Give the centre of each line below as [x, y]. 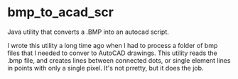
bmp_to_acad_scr [60, 12]
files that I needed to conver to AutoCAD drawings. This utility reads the [113, 53]
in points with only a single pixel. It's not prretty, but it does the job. [106, 68]
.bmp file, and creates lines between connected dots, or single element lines [119, 60]
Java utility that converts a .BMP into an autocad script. [88, 32]
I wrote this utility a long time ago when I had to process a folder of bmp [113, 45]
